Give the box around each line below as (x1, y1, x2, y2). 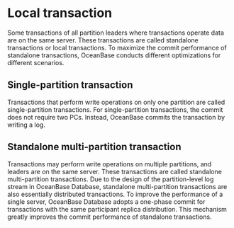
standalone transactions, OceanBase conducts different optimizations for (7, 51, 221, 59)
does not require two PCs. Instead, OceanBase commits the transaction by (7, 113, 225, 121)
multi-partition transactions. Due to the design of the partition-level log (7, 175, 214, 183)
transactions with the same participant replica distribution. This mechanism (7, 205, 227, 213)
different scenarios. (7, 58, 65, 67)
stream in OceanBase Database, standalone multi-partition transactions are (7, 182, 228, 190)
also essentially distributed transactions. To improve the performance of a (7, 190, 223, 198)
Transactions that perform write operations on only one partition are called (7, 98, 225, 106)
